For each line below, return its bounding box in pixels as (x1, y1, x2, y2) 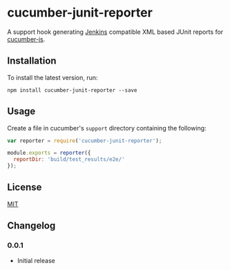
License (7, 182, 42, 193)
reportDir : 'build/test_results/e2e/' (13, 156, 126, 163)
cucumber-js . (7, 35, 46, 43)
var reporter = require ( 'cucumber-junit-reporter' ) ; (7, 137, 162, 144)
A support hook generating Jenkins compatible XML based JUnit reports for (7, 28, 224, 36)
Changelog (7, 220, 56, 232)
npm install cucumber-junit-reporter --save (7, 86, 137, 94)
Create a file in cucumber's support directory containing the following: (7, 124, 207, 132)
